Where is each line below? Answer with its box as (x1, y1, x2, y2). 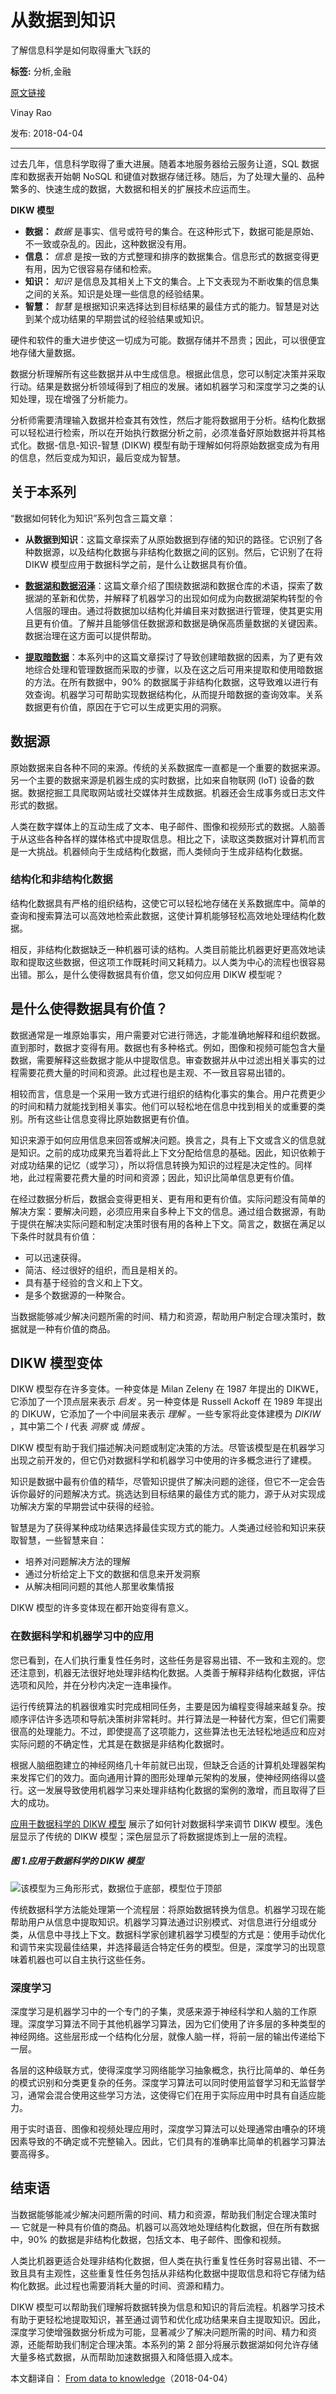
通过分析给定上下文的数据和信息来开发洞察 (24, 1568, 201, 1580)
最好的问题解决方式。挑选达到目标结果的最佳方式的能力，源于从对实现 (27, 1488, 317, 1500)
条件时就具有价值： (18, 1230, 98, 1242)
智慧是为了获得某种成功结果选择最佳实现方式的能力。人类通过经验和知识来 (10, 1522, 317, 1534)
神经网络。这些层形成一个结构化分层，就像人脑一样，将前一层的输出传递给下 (10, 2031, 326, 2043)
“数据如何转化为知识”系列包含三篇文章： (10, 512, 177, 524)
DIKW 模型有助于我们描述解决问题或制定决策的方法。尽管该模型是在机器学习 (10, 1442, 325, 1454)
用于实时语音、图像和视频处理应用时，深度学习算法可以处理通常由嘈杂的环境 (10, 2123, 326, 2135)
